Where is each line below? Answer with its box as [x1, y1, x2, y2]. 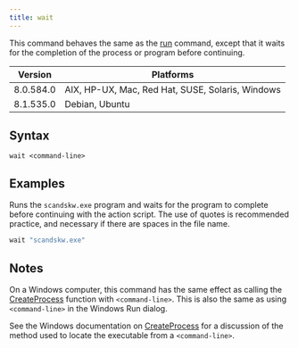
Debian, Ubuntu [64, 97, 131, 110]
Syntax [9, 128, 50, 144]
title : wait [9, 12, 54, 22]
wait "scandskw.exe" [9, 236, 87, 245]
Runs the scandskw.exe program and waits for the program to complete [9, 200, 269, 211]
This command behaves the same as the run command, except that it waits [9, 37, 286, 48]
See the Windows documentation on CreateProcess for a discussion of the [9, 320, 284, 331]
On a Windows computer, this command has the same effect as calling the [9, 284, 283, 294]
